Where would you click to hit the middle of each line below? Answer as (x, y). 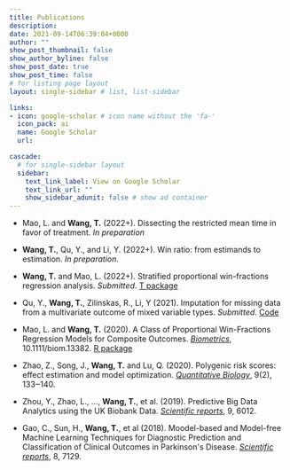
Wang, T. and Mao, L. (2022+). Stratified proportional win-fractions (145, 277)
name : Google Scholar (57, 133)
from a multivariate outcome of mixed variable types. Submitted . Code (150, 312)
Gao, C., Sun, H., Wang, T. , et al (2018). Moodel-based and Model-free (152, 428)
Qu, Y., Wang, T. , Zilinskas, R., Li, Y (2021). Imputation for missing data (151, 303)
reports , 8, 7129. (52, 457)
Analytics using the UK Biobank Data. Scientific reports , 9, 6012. (139, 411)
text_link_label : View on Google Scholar (102, 181)
